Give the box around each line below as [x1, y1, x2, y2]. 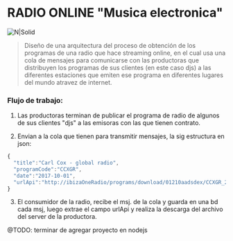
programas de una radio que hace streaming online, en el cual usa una [24, 49, 226, 57]
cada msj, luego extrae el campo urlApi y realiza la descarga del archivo [17, 205, 223, 213]
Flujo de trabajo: [7, 95, 64, 105]
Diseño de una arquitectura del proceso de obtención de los [24, 41, 196, 49]
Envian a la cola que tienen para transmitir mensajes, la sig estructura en [17, 132, 225, 140]
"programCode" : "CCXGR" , [13, 165, 82, 173]
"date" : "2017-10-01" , [13, 172, 76, 179]
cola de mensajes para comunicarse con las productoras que [24, 56, 200, 64]
